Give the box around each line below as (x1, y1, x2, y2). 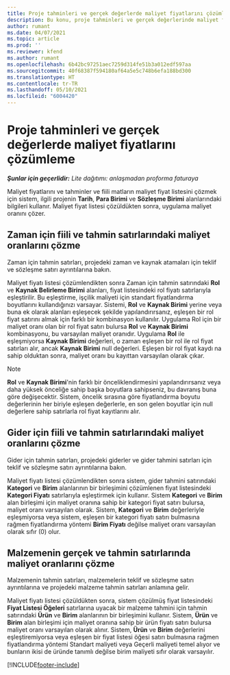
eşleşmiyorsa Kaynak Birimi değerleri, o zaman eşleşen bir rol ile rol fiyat (7, 336, 214, 345)
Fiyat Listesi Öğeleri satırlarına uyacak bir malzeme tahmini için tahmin (7, 604, 207, 612)
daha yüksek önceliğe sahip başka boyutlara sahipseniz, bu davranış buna (7, 385, 217, 393)
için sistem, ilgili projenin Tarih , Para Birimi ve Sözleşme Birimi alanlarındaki (7, 195, 222, 203)
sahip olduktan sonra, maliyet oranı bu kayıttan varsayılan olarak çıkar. (7, 351, 205, 360)
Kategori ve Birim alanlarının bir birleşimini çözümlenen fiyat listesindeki (7, 484, 212, 492)
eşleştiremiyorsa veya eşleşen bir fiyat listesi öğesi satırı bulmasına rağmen (7, 633, 219, 641)
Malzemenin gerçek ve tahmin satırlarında (7, 547, 191, 559)
